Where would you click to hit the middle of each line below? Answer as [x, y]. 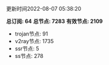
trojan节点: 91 [31, 34]
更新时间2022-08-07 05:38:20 [44, 9]
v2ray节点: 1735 [34, 41]
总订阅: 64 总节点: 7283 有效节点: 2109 [54, 21]
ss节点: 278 [29, 56]
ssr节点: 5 [27, 48]
